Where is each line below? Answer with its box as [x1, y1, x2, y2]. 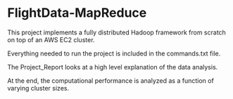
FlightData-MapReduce [7, 5, 147, 21]
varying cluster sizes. [7, 84, 69, 92]
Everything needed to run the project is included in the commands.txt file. [7, 49, 221, 58]
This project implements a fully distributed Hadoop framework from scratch [7, 28, 227, 37]
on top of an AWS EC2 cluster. [7, 35, 95, 44]
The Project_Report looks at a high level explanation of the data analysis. [7, 62, 218, 71]
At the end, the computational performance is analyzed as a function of [7, 76, 215, 85]
